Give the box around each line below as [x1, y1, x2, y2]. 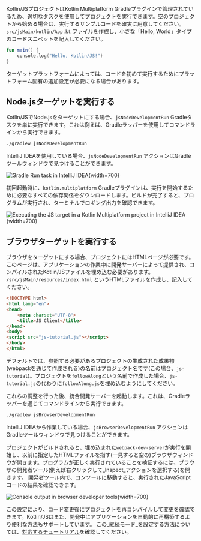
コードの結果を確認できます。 [6, 481, 80, 488]
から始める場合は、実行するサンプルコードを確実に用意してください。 [11, 20, 185, 27]
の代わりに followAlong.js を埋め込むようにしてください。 [35, 380, 179, 387]
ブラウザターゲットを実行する [6, 236, 117, 247]
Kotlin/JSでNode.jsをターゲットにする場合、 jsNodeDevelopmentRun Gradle [6, 113, 187, 121]
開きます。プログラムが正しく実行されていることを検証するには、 [16, 458, 179, 466]
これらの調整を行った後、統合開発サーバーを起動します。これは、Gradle [6, 392, 185, 399]
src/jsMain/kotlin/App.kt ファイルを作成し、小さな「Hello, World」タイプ [6, 28, 192, 35]
